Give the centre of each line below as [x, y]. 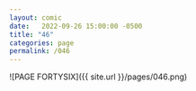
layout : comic [36, 18]
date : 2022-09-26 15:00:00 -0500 [76, 26]
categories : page [42, 43]
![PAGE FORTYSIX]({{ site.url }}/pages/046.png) [98, 77]
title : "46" [31, 34]
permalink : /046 [40, 51]
